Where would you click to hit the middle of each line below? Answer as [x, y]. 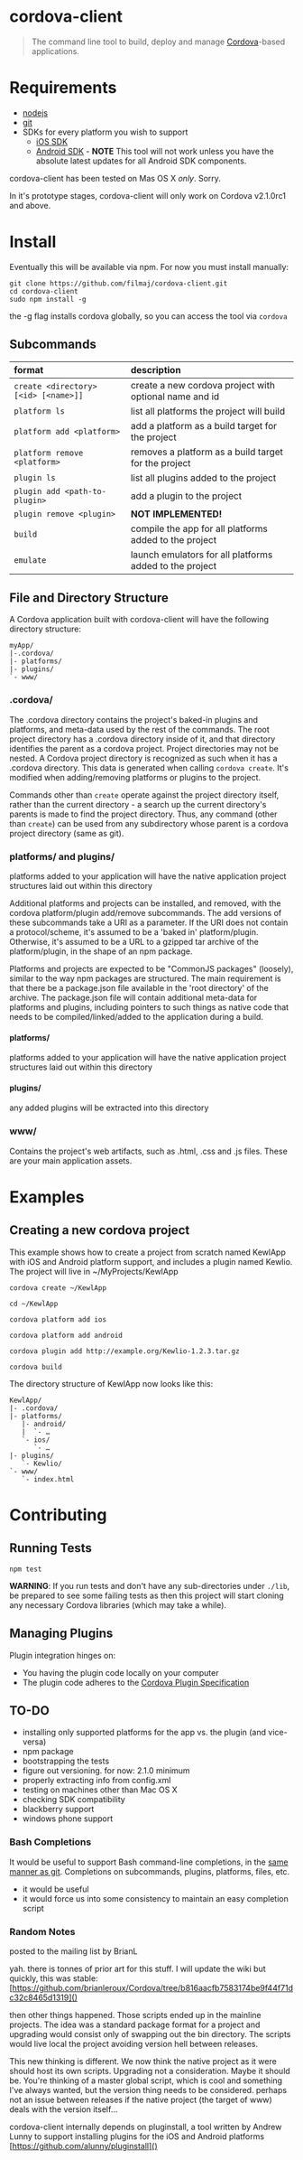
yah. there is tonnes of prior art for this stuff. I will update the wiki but [138, 1968]
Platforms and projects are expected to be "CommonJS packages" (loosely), [151, 969]
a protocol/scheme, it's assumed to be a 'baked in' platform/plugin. [134, 932]
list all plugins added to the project [203, 478]
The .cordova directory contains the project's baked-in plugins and [134, 719]
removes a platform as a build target [207, 452]
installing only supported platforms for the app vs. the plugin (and [144, 1733]
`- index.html [48, 1479]
